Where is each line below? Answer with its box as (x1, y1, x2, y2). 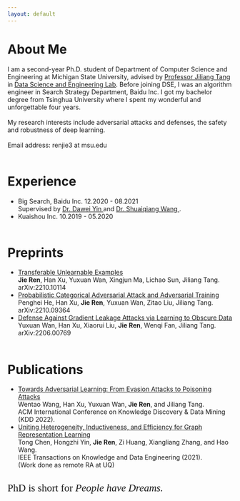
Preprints (7, 244, 64, 260)
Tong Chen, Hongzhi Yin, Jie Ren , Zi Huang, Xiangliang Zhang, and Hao (17, 438, 229, 447)
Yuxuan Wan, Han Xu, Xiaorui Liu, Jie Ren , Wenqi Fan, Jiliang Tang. (17, 321, 216, 330)
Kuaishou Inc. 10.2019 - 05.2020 (17, 212, 114, 221)
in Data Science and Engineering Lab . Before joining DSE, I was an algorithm (7, 80, 232, 88)
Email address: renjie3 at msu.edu (7, 141, 107, 149)
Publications (7, 361, 84, 378)
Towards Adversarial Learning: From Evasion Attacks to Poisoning (17, 385, 212, 393)
